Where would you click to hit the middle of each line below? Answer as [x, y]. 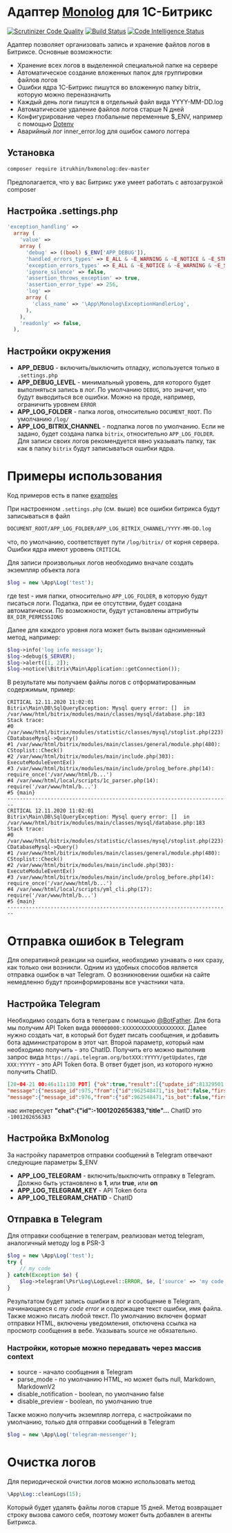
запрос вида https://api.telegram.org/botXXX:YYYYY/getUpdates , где [107, 1057]
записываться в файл [39, 516]
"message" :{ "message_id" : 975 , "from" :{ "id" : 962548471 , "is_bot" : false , [109, 1091]
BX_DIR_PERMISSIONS [35, 617]
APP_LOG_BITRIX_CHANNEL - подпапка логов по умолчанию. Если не [121, 427]
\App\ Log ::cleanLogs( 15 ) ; [44, 1494]
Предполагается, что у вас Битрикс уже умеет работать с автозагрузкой [115, 182]
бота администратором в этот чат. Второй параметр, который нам [106, 1042]
